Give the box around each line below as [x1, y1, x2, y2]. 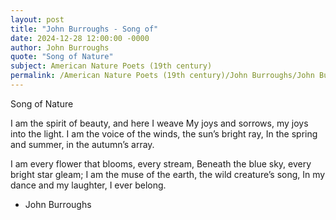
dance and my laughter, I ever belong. [10, 179, 167, 191]
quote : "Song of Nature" [10, 52, 114, 62]
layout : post [10, 14, 65, 25]
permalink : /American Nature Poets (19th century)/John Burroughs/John [10, 71, 315, 81]
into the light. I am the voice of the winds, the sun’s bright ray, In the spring [10, 127, 318, 140]
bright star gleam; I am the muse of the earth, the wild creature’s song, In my [10, 168, 326, 180]
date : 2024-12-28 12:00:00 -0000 [10, 33, 150, 43]
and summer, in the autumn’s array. [10, 138, 155, 150]
